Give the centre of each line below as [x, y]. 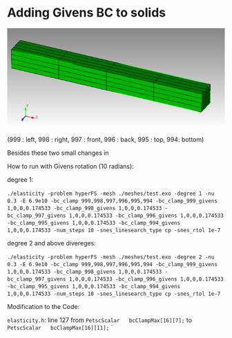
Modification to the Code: [43, 307]
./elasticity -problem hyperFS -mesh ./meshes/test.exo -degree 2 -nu [111, 257]
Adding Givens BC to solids [87, 13]
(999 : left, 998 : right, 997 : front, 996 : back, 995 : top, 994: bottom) [106, 140]
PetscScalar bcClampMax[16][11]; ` [60, 328]
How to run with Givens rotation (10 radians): [71, 167]
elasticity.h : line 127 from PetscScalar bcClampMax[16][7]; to [99, 320]
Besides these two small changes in [58, 153]
